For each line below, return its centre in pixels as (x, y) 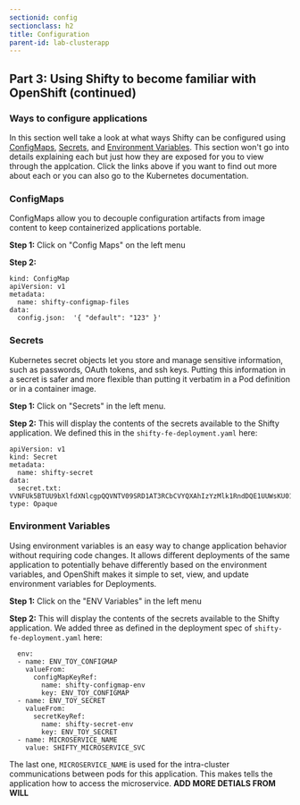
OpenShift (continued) (73, 93)
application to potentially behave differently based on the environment (138, 564)
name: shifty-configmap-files (73, 302)
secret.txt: (40, 488)
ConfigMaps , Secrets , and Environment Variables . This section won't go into (150, 147)
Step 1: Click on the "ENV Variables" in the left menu (106, 601)
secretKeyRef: (59, 716)
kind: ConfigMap (39, 279)
